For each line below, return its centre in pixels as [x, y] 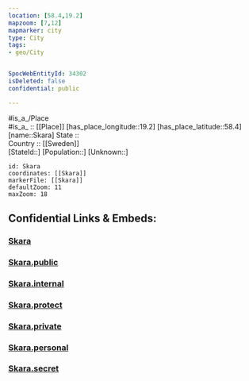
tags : [17, 45]
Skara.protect [35, 305]
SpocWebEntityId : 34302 [48, 74]
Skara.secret [34, 368]
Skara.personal [38, 348]
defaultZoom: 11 [35, 187]
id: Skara [25, 166]
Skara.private [35, 326]
